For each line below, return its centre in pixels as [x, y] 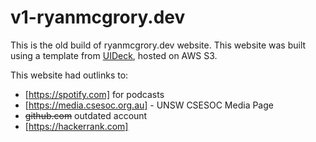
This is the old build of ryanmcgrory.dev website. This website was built [158, 45]
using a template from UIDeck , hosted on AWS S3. [114, 55]
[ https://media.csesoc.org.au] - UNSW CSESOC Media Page [149, 105]
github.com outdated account [86, 115]
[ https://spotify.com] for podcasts [94, 94]
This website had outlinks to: [69, 75]
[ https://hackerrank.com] [76, 126]
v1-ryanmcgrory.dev [98, 17]
